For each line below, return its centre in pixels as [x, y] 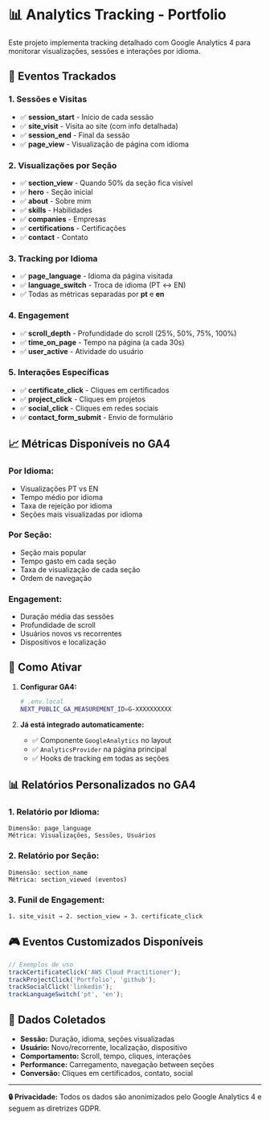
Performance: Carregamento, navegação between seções [117, 1064]
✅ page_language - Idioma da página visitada [96, 276]
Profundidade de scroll [58, 625]
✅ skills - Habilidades [56, 210]
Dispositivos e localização [63, 642]
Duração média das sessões [67, 616]
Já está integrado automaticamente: [82, 724]
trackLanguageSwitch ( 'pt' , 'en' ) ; [66, 995]
